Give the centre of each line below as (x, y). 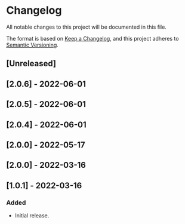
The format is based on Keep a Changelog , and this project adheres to (92, 38)
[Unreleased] (31, 64)
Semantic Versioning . (32, 45)
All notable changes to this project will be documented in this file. (87, 27)
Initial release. (32, 215)
